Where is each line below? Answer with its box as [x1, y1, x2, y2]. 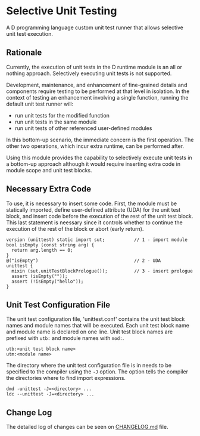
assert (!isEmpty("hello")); [11, 279, 84, 285]
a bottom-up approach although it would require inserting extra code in [6, 160, 180, 168]
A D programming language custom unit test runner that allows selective [6, 24, 183, 31]
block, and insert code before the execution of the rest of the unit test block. [6, 212, 193, 219]
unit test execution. [6, 30, 54, 37]
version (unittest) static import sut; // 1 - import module [6, 237, 187, 243]
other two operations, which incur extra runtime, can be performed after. [6, 142, 185, 150]
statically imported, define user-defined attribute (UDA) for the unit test [6, 206, 181, 213]
